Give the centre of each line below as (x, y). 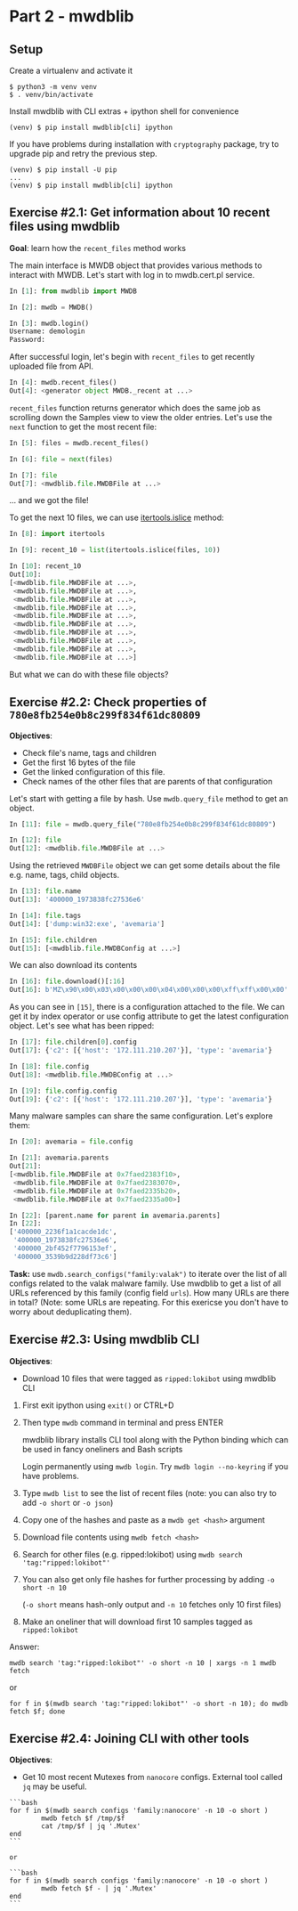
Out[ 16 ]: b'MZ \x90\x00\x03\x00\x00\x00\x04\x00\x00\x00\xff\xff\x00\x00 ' (149, 990)
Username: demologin (48, 331)
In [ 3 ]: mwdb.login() (49, 323)
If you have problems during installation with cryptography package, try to (144, 144)
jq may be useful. (54, 1786)
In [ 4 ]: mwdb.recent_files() (63, 383)
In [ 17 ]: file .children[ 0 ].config (73, 1042)
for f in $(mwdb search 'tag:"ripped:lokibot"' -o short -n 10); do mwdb (149, 1704)
